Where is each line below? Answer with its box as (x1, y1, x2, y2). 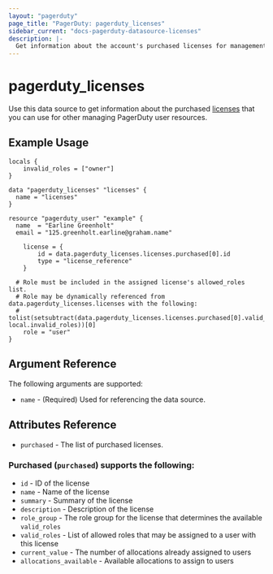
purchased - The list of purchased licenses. (19, 439, 164, 449)
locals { (8, 158, 38, 166)
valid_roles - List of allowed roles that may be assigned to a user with (19, 529, 257, 540)
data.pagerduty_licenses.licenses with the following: (8, 300, 198, 308)
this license (19, 538, 59, 548)
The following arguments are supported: (8, 378, 144, 388)
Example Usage (8, 136, 89, 150)
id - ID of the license (19, 478, 90, 488)
